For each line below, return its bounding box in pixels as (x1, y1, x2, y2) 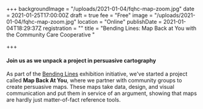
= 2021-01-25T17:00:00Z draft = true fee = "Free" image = (6, 12, 153, 19)
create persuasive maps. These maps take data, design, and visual (6, 83, 174, 91)
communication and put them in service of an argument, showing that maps (6, 90, 197, 97)
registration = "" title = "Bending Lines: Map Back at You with (42, 24, 197, 32)
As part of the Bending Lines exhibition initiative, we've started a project (6, 70, 188, 78)
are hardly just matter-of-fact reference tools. (6, 96, 121, 104)
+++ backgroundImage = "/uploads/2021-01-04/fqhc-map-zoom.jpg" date (6, 5, 194, 12)
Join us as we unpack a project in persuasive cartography (6, 57, 157, 64)
